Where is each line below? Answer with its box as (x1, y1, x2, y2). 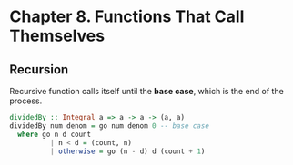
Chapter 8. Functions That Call (9, 6, 245, 27)
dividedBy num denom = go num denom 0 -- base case (9, 121, 209, 131)
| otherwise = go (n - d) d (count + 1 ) (49, 147, 206, 156)
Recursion (9, 62, 69, 77)
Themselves (9, 25, 106, 46)
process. (9, 95, 43, 106)
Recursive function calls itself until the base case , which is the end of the (9, 86, 284, 96)
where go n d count (17, 130, 92, 139)
